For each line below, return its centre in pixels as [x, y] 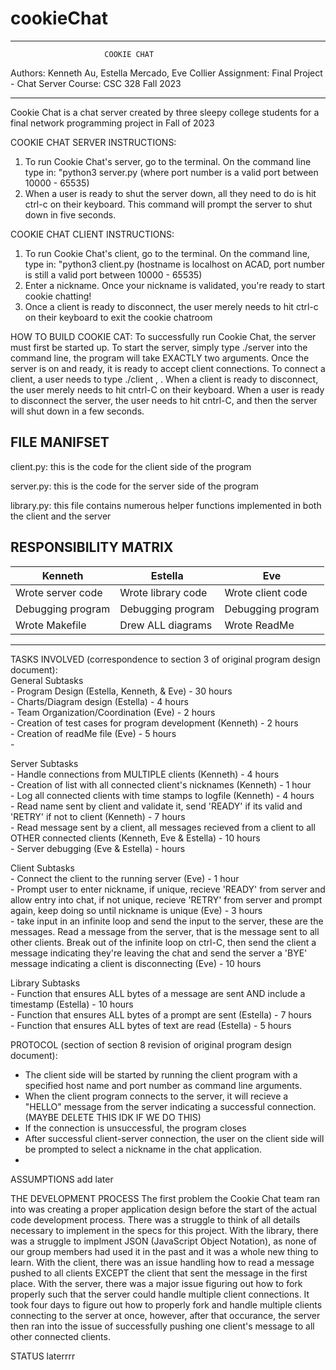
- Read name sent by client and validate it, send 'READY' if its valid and [156, 806]
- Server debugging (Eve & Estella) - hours [98, 848]
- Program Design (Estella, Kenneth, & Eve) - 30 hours [121, 691]
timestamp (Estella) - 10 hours [72, 1004]
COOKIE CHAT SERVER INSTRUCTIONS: [93, 142]
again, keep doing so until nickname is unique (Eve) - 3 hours [136, 910]
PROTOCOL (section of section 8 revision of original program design [151, 1044]
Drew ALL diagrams [166, 625]
